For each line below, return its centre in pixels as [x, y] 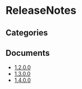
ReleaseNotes [41, 11]
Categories [27, 33]
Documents [28, 53]
